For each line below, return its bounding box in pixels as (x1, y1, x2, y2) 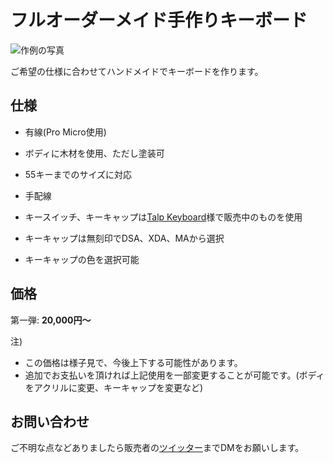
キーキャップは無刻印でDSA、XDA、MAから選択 (24, 232, 225, 244)
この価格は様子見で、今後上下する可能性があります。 (24, 356, 243, 368)
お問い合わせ (10, 413, 90, 430)
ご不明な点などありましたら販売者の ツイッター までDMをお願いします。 (10, 442, 305, 454)
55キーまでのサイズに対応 (24, 168, 132, 180)
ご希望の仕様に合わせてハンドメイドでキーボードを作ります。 (10, 65, 264, 77)
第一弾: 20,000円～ (10, 314, 92, 326)
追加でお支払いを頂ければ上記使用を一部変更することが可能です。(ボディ (24, 369, 325, 381)
